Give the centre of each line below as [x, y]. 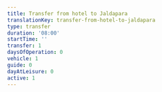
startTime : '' [28, 39]
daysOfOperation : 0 [35, 53]
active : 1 [21, 78]
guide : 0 [20, 65]
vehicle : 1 [23, 59]
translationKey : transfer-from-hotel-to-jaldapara [81, 20]
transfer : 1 [24, 46]
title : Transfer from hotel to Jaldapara [68, 13]
